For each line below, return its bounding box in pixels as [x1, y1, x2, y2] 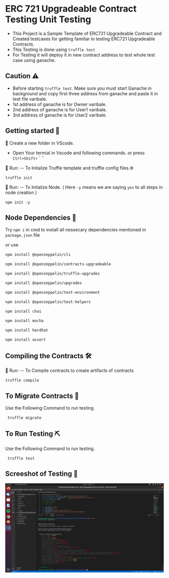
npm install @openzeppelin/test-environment [5, 290, 100, 295]
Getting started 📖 [5, 126, 60, 135]
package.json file [5, 232, 40, 238]
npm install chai [5, 309, 42, 314]
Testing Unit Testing [5, 14, 92, 25]
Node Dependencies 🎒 [5, 213, 76, 222]
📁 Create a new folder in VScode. [5, 140, 74, 146]
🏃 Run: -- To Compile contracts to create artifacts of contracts [5, 367, 134, 373]
